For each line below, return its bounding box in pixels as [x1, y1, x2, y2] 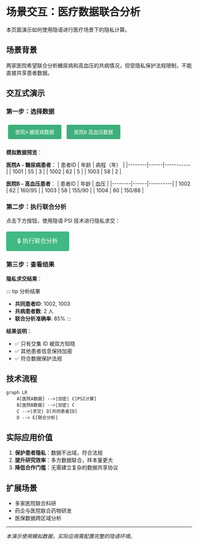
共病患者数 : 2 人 [14, 307, 54, 314]
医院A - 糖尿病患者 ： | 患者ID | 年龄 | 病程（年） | [6, 161, 125, 168]
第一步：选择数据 [6, 108, 55, 116]
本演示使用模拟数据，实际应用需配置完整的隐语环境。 [6, 533, 136, 540]
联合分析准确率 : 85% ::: [14, 314, 72, 322]
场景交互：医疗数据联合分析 [6, 5, 141, 19]
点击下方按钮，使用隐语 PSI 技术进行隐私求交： [6, 217, 121, 225]
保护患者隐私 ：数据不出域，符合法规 [14, 449, 103, 456]
